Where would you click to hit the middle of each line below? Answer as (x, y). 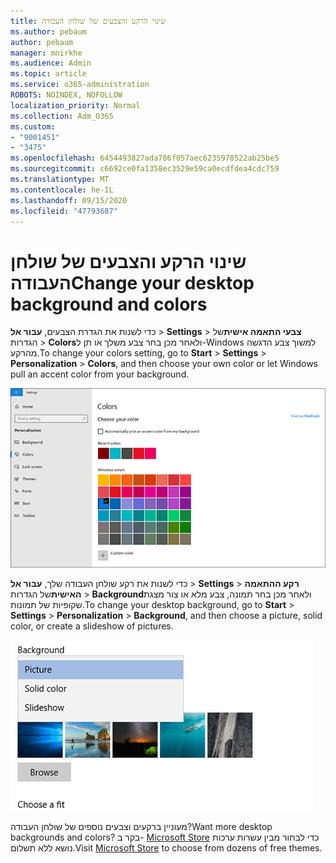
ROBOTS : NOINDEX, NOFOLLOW (66, 95)
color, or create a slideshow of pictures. (92, 626)
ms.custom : (33, 126)
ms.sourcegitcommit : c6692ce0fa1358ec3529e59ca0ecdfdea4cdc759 (145, 169)
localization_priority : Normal (75, 105)
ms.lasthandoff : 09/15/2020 (69, 200)
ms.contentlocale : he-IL (62, 190)
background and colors (109, 304)
